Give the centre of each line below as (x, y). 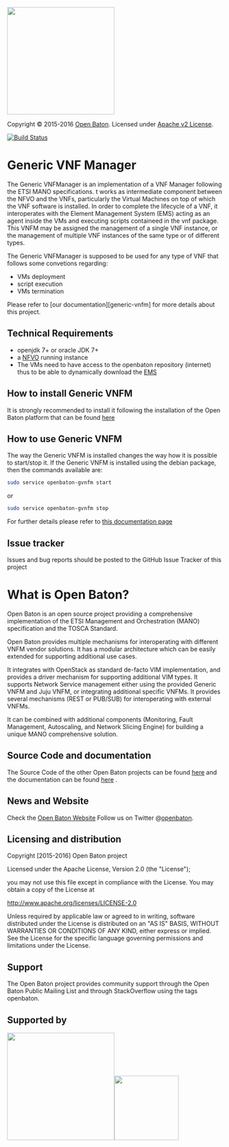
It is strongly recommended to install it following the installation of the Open (114, 410)
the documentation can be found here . (62, 779)
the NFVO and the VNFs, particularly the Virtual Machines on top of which (111, 199)
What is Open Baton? (68, 595)
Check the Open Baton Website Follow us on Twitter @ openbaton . (100, 818)
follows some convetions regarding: (58, 263)
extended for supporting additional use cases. (72, 656)
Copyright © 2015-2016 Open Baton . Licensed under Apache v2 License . (110, 124)
